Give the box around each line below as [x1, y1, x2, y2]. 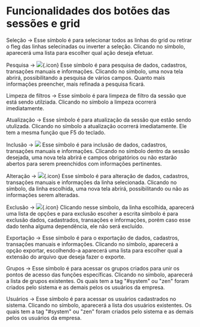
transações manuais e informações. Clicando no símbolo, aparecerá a [6, 240, 179, 248]
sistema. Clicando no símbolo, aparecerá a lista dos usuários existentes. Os [6, 301, 192, 309]
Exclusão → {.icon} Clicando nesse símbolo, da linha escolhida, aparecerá [6, 204, 195, 211]
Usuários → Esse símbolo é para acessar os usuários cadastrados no [6, 295, 176, 302]
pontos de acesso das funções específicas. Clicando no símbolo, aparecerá [6, 271, 193, 278]
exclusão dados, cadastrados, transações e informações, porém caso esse [6, 216, 191, 223]
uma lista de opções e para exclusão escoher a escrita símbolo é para [6, 210, 179, 217]
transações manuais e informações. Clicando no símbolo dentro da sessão [6, 147, 190, 154]
